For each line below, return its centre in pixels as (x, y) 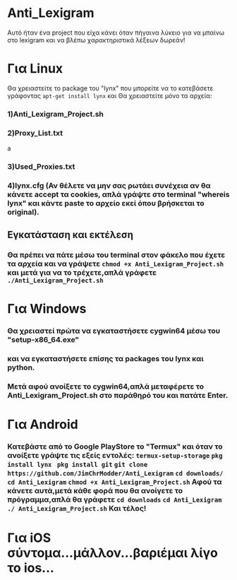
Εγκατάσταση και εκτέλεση (71, 235)
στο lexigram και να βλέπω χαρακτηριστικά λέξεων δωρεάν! (96, 40)
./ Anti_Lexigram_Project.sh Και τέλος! (77, 509)
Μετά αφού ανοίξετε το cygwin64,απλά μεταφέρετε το (106, 386)
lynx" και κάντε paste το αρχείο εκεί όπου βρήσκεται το (106, 203)
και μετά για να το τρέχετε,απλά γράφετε (82, 273)
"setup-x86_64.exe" (43, 340)
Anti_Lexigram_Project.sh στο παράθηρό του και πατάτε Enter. (118, 396)
